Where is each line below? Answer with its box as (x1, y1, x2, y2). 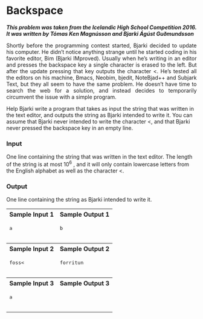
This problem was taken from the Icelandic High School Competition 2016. (6, 24, 197, 31)
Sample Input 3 (9, 279, 54, 288)
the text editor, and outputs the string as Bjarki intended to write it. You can (6, 111, 193, 119)
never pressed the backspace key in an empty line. (6, 124, 134, 131)
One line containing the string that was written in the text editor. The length (6, 153, 193, 160)
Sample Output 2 (59, 245, 110, 253)
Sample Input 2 (9, 245, 54, 253)
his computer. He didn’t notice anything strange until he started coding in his (6, 48, 197, 55)
